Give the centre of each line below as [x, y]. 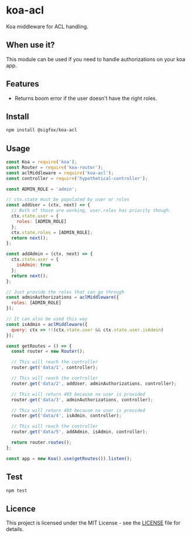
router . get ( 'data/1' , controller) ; [55, 368]
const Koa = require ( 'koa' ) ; [42, 162]
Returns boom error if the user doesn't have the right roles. [86, 98]
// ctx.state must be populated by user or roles [68, 200]
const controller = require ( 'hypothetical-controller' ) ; [77, 178]
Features [23, 84]
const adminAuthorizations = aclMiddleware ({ [62, 298]
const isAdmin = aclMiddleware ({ [47, 324]
